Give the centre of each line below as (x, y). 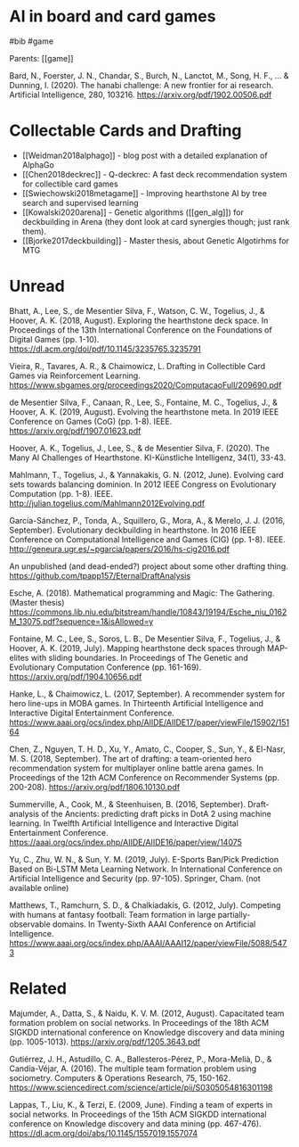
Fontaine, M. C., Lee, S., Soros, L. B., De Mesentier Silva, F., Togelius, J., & (145, 639)
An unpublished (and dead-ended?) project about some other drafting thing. (149, 566)
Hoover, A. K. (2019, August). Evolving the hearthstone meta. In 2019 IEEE (144, 411)
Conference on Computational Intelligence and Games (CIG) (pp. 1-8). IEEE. (148, 539)
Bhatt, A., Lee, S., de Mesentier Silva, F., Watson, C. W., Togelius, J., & (137, 310)
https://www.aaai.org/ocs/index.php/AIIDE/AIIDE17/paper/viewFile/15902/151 (149, 722)
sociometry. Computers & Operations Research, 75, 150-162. (120, 1077)
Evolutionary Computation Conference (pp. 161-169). (105, 667)
